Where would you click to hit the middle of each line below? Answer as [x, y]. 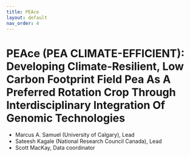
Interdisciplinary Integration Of [86, 105]
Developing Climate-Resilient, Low [95, 66]
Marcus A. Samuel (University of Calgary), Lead [75, 135]
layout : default [27, 18]
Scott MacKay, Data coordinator [55, 148]
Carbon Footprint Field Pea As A [89, 79]
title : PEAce [23, 12]
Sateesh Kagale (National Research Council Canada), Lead [88, 141]
